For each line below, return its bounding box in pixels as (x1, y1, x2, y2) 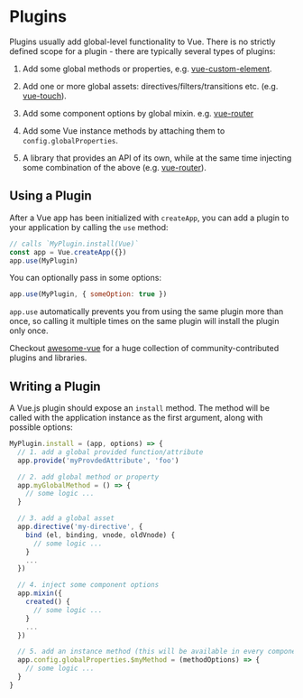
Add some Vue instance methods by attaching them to (22, 125, 225, 136)
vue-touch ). (22, 90, 68, 101)
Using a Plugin (9, 188, 92, 204)
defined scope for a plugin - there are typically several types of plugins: (9, 45, 276, 56)
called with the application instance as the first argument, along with (9, 413, 263, 423)
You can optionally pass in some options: (9, 273, 162, 284)
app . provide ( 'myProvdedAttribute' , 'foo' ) (17, 456, 179, 465)
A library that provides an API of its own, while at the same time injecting (22, 152, 292, 163)
